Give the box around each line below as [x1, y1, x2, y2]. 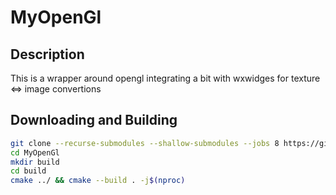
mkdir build [10, 157, 60, 167]
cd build [10, 166, 47, 176]
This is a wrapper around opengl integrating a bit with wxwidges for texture [10, 72, 321, 84]
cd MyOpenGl [10, 147, 60, 158]
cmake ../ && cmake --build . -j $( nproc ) [10, 176, 186, 186]
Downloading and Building [10, 112, 178, 129]
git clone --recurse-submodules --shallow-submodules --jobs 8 [10, 138, 280, 148]
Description [10, 46, 85, 63]
